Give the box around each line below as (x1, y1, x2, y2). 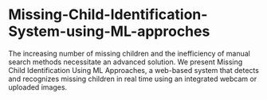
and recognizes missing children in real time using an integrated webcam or (8, 74, 257, 83)
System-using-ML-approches (8, 22, 210, 40)
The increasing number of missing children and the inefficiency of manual (8, 48, 251, 58)
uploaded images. (8, 82, 68, 92)
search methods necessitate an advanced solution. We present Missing (8, 57, 243, 67)
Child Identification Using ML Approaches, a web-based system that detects (8, 65, 259, 75)
